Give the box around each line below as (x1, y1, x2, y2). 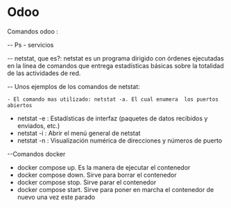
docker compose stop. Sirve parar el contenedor (17, 178, 157, 186)
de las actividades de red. (7, 69, 81, 77)
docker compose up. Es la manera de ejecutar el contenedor (17, 163, 191, 171)
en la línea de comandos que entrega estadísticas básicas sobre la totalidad (7, 61, 224, 70)
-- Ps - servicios (7, 40, 54, 49)
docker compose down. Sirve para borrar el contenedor (17, 170, 177, 179)
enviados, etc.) (17, 121, 60, 129)
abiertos (7, 102, 33, 109)
